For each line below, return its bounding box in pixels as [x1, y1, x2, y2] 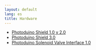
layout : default [4, 7, 37, 12]
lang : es [4, 12, 22, 17]
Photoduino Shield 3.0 [11, 34, 56, 40]
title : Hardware [4, 16, 37, 21]
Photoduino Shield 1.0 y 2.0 [11, 30, 66, 35]
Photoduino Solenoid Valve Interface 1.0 [11, 40, 91, 46]
